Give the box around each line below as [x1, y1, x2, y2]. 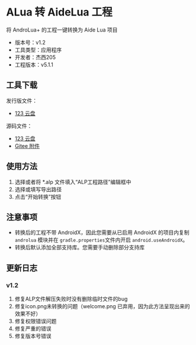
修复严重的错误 [14, 325, 52, 333]
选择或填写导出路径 [14, 185, 62, 193]
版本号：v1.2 [14, 39, 46, 46]
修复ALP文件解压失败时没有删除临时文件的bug [14, 295, 128, 303]
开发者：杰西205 [14, 53, 56, 61]
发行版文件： [6, 97, 37, 104]
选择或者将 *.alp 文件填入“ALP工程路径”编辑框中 [14, 178, 131, 185]
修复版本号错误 [14, 333, 52, 340]
